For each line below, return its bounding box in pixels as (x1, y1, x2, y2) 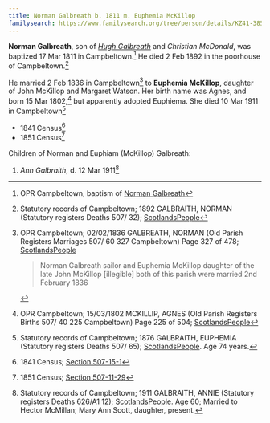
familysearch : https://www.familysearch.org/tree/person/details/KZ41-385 (8, 19, 264, 27)
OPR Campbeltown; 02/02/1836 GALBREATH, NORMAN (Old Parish (19, 228, 243, 238)
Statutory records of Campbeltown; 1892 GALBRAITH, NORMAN (19, 204, 233, 214)
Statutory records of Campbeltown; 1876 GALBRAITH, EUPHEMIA (19, 332, 237, 342)
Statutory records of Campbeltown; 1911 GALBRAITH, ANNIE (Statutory (19, 388, 255, 397)
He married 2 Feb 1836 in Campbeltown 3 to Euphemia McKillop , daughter (8, 76, 254, 87)
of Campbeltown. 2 (8, 59, 70, 71)
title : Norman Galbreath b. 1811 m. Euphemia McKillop (8, 11, 196, 20)
